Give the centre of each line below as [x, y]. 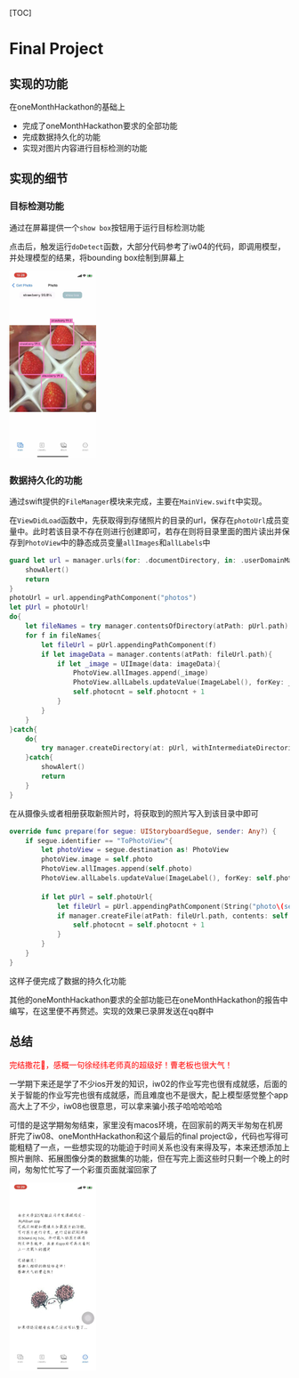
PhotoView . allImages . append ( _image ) [141, 673]
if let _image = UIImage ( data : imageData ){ [138, 664]
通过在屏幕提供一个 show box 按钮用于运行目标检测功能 [107, 227]
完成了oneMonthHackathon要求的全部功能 [100, 126]
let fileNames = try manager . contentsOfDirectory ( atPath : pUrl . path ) [157, 627]
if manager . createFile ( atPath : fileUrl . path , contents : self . [174, 916]
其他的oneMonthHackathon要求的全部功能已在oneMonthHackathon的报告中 [149, 1000]
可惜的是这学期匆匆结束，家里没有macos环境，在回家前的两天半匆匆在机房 [146, 1124]
